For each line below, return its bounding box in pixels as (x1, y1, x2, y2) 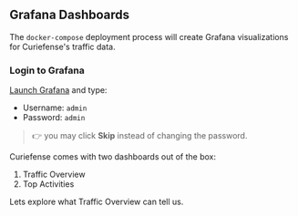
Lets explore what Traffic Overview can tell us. (9, 196, 184, 208)
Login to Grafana (9, 64, 85, 77)
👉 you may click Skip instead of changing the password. (31, 130, 248, 141)
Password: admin (22, 112, 86, 123)
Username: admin (22, 102, 87, 113)
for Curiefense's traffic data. (9, 41, 116, 52)
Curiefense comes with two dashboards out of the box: (9, 151, 217, 162)
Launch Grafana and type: (9, 85, 108, 96)
